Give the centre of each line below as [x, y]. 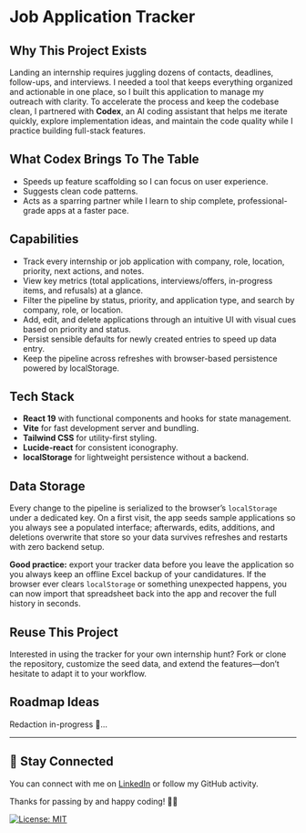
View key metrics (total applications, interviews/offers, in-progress [148, 280]
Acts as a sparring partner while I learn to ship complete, [129, 200]
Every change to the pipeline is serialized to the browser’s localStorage [143, 508]
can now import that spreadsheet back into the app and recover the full [143, 594]
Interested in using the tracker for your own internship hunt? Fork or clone [148, 654]
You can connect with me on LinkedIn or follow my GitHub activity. [134, 784]
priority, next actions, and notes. [83, 270]
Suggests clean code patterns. [80, 191]
